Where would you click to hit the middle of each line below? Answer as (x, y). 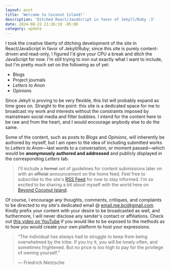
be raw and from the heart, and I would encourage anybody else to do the (82, 122)
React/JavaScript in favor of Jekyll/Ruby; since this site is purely (72, 49)
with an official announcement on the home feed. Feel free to (81, 174)
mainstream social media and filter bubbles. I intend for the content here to (83, 117)
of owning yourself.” (39, 253)
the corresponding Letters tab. (37, 159)
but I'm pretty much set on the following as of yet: (57, 65)
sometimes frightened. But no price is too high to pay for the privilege (90, 247)
